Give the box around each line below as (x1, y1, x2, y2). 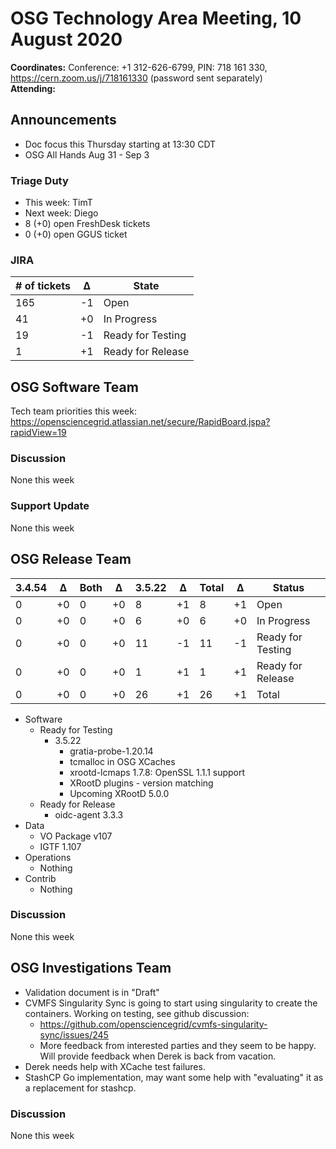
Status (272, 580, 305, 594)
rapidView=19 (10, 427, 67, 439)
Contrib (24, 872, 57, 884)
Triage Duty (10, 173, 69, 187)
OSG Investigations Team (10, 960, 172, 977)
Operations (24, 851, 72, 863)
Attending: (10, 82, 56, 94)
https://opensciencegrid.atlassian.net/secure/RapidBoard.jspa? (10, 416, 271, 428)
